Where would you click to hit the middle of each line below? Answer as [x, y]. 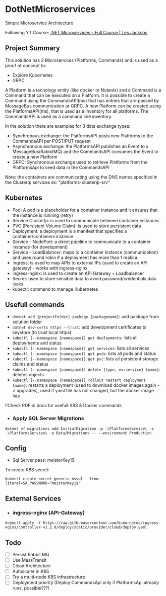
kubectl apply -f [23, 523]
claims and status [30, 364]
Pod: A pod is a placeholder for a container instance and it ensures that [85, 210]
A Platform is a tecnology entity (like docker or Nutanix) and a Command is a [83, 90]
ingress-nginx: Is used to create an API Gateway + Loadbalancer [78, 273]
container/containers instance [43, 236]
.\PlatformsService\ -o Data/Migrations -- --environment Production [79, 433]
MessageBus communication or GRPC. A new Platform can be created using [83, 106]
